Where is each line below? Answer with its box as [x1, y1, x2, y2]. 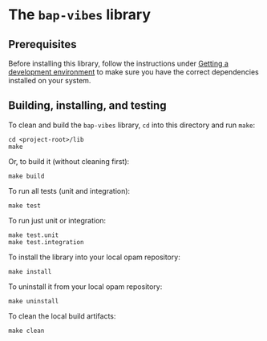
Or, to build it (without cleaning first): [8, 156, 130, 166]
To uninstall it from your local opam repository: [8, 282, 163, 291]
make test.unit [8, 231, 59, 239]
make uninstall [8, 297, 59, 305]
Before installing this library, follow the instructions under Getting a [8, 58, 229, 68]
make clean [8, 327, 45, 335]
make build [8, 172, 45, 180]
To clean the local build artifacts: [8, 311, 116, 321]
